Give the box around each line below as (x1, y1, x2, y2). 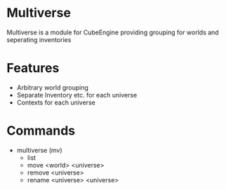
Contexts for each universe (16, 98, 95, 107)
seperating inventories (6, 35, 72, 43)
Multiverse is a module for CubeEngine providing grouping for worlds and (6, 28, 219, 36)
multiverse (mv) (16, 146, 62, 154)
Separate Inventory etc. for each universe (16, 90, 138, 99)
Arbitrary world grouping (16, 83, 89, 92)
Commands (6, 123, 76, 139)
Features (6, 60, 60, 76)
